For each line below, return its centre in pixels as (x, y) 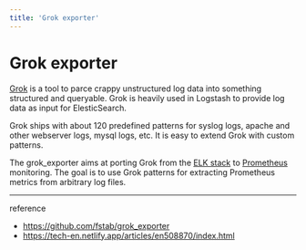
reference (28, 208)
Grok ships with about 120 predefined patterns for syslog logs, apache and (150, 125)
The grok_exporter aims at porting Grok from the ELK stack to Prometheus (149, 162)
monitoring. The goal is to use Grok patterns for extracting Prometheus (143, 172)
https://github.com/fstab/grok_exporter (96, 225)
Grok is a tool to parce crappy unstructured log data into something (136, 89)
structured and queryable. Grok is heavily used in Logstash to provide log (147, 98)
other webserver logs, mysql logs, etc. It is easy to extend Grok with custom (152, 135)
